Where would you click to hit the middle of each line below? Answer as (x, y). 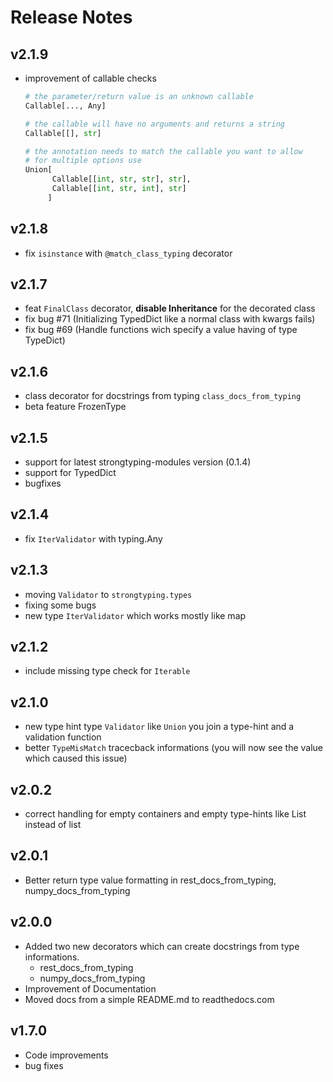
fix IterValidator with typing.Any (93, 538)
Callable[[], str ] (63, 133)
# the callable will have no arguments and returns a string (155, 124)
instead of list (53, 825)
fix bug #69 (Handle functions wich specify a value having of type (161, 330)
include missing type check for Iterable (107, 671)
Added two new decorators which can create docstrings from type (162, 946)
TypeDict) (45, 340)
